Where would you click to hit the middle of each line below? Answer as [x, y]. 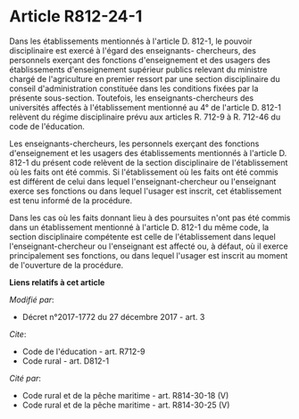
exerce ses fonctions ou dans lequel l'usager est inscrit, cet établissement [145, 191]
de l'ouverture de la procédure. [66, 265]
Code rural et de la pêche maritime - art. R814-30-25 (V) [126, 405]
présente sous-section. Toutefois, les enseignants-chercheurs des [132, 98]
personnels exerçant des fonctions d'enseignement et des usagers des [140, 60]
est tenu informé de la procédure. [71, 200]
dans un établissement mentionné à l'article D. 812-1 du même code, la [139, 227]
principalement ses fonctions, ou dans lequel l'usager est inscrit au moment [149, 255]
